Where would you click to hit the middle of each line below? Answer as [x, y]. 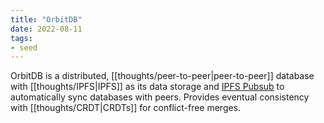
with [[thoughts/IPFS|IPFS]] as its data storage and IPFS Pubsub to [147, 87]
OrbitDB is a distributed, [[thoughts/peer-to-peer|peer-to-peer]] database [162, 76]
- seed [24, 47]
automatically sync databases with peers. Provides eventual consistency [160, 97]
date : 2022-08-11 [46, 29]
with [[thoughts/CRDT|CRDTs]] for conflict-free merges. [126, 108]
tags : [21, 38]
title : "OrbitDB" [46, 19]
